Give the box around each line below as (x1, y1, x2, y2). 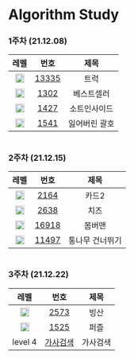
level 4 (12, 336, 37, 347)
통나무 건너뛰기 (68, 235, 122, 246)
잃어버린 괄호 (68, 118, 115, 129)
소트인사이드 (69, 103, 113, 115)
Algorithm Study (8, 6, 120, 24)
